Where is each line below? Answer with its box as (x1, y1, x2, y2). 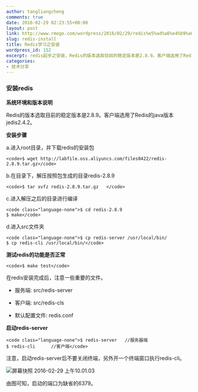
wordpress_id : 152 (6, 47, 51, 53)
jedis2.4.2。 (6, 119, 35, 126)
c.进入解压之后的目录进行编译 (6, 195, 78, 202)
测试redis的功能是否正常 (6, 251, 66, 258)
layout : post (6, 25, 38, 31)
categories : (6, 58, 35, 64)
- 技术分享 (6, 63, 29, 70)
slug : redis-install (6, 36, 57, 42)
